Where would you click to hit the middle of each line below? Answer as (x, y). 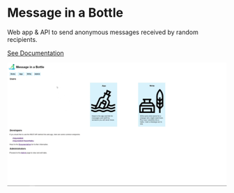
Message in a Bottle (65, 13)
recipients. (22, 39)
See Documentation (36, 53)
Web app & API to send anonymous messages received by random (103, 32)
